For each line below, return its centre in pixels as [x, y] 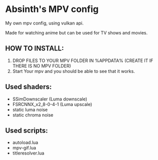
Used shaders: [28, 87]
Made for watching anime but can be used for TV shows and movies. [76, 32]
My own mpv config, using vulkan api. [44, 23]
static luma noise [30, 109]
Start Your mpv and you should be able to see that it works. [74, 71]
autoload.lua [25, 142]
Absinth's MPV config [52, 9]
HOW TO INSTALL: [35, 48]
